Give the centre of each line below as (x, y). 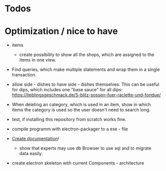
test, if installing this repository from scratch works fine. (69, 119)
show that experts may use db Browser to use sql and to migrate (85, 148)
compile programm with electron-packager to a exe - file (70, 129)
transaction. (24, 75)
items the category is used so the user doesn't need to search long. (81, 110)
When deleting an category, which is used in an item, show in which (81, 105)
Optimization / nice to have (61, 31)
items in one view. (38, 60)
